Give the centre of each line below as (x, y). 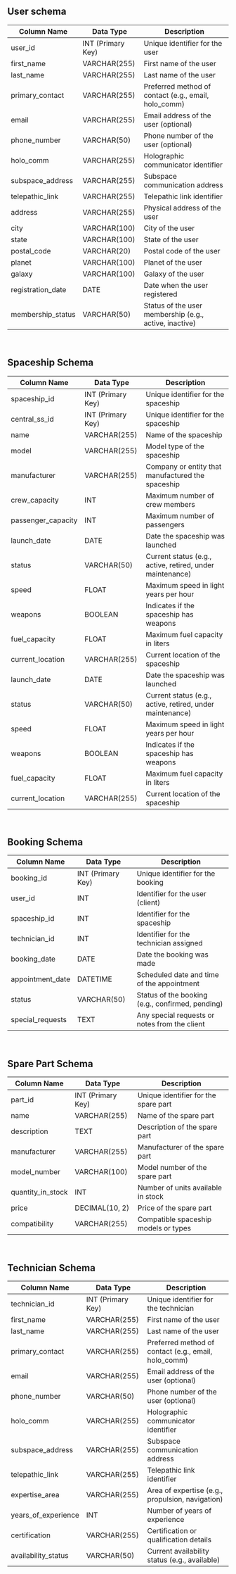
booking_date (33, 959)
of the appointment (168, 983)
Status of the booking (172, 995)
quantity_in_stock (39, 1192)
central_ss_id (32, 419)
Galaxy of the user (174, 274)
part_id (22, 1100)
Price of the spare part (175, 1208)
